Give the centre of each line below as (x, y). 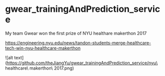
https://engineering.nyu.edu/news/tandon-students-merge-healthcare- (78, 42)
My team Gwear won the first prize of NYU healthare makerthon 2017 (76, 33)
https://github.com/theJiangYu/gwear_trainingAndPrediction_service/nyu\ (82, 63)
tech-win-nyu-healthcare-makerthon (43, 48)
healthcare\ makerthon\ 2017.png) (40, 68)
